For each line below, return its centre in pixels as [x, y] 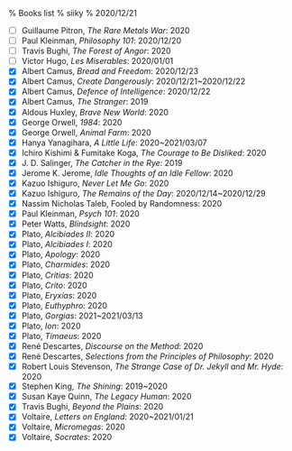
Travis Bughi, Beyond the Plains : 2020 [92, 407]
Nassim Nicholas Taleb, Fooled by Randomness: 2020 [122, 204]
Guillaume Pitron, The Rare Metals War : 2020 [105, 30]
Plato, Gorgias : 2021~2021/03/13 [82, 316]
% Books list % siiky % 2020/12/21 [73, 13]
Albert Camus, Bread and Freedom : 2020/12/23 [110, 71]
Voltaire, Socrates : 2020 [67, 437]
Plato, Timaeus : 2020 [61, 336]
